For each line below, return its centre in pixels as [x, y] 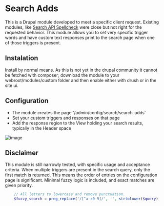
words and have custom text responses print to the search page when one [80, 38]
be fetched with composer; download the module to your [62, 75]
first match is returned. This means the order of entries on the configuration [81, 175]
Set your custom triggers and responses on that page [66, 118]
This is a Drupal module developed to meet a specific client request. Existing [82, 22]
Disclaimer [22, 153]
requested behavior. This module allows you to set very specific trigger [77, 32]
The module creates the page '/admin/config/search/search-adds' [79, 112]
